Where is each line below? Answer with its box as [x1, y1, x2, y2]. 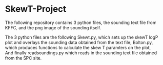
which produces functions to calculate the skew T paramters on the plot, [5, 44, 151, 50]
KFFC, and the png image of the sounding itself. [5, 24, 102, 30]
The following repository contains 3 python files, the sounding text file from [5, 20, 157, 25]
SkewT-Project [5, 3, 66, 15]
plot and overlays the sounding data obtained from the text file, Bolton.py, [5, 39, 153, 45]
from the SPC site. [5, 55, 42, 61]
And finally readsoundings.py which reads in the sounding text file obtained [5, 50, 157, 56]
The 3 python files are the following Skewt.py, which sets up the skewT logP [5, 34, 158, 40]
